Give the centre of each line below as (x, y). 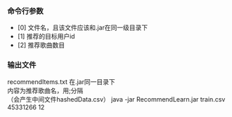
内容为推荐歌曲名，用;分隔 (45, 90)
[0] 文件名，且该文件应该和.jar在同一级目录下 (83, 28)
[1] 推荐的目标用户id (46, 36)
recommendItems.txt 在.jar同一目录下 (61, 81)
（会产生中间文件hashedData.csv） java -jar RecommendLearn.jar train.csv (116, 99)
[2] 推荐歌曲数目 (41, 45)
